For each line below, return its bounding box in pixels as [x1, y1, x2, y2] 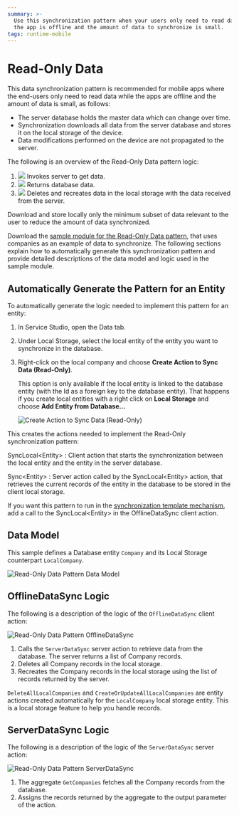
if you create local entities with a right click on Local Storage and [17, 394, 209, 403]
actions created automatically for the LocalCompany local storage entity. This [7, 695, 229, 705]
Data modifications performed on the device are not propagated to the [17, 136, 224, 144]
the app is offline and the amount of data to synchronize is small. [14, 23, 224, 31]
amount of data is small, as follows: [7, 100, 111, 108]
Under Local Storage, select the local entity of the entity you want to [17, 337, 218, 345]
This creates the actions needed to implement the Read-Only [7, 430, 186, 438]
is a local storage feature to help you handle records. [7, 703, 162, 712]
